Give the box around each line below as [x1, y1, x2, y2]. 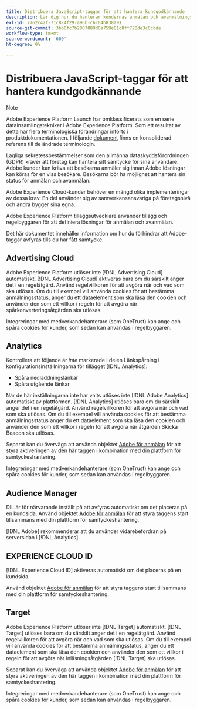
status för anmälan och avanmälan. [6, 177, 91, 184]
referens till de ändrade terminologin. [6, 140, 96, 147]
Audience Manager [6, 488, 78, 498]
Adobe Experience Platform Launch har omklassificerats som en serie [6, 115, 175, 122]
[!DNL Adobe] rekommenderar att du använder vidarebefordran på [6, 528, 167, 535]
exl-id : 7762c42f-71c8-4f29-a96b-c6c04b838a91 [6, 19, 122, 25]
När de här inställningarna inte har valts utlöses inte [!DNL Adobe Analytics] [6, 392, 189, 399]
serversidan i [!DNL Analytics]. [6, 534, 80, 541]
